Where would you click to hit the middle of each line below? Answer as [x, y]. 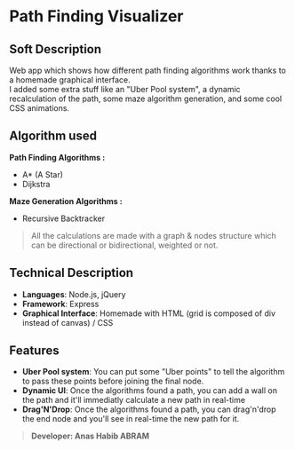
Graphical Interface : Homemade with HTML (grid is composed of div [149, 313]
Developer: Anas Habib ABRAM [90, 436]
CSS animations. [39, 108]
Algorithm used [53, 136]
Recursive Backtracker [63, 218]
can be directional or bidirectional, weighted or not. [124, 245]
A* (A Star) [43, 174]
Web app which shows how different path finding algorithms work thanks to [147, 70]
